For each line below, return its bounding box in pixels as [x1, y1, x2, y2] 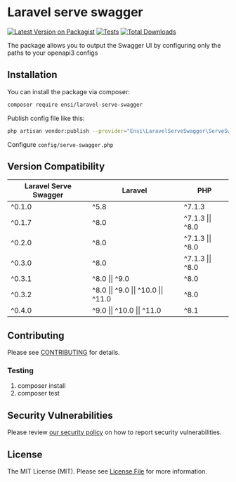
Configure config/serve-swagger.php [7, 140, 114, 148]
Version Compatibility [7, 160, 105, 172]
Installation [7, 69, 58, 81]
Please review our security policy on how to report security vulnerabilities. [7, 428, 222, 436]
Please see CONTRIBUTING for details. [7, 349, 121, 357]
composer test [17, 389, 60, 398]
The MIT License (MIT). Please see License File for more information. [7, 467, 207, 476]
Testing [7, 366, 34, 376]
